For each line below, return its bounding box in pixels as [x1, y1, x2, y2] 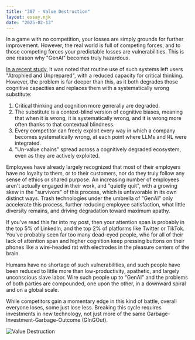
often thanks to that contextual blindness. [14, 121, 115, 128]
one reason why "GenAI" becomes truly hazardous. [6, 54, 131, 62]
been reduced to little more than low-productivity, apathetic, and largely [6, 268, 180, 275]
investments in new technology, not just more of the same [6, 310, 146, 318]
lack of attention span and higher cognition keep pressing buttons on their [6, 238, 185, 245]
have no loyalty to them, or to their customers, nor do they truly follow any [6, 170, 185, 177]
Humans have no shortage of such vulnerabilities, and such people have [6, 261, 180, 268]
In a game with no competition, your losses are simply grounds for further [6, 36, 184, 43]
